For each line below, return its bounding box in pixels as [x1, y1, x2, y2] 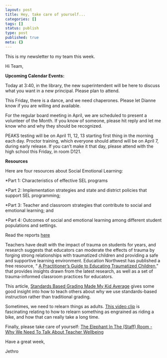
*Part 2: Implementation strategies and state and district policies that [5, 187, 147, 193]
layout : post [5, 7, 32, 12]
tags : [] [5, 21, 23, 26]
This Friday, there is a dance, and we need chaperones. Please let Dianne [5, 97, 156, 103]
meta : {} [5, 40, 23, 45]
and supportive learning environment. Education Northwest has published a [5, 257, 161, 263]
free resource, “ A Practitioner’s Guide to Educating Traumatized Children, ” [5, 263, 159, 269]
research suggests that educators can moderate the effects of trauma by [5, 247, 155, 253]
